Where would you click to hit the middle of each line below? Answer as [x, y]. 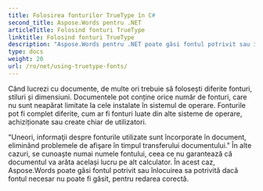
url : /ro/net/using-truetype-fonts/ [68, 67]
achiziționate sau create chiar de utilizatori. [77, 121]
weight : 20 [26, 59]
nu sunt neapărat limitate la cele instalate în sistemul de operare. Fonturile [127, 105]
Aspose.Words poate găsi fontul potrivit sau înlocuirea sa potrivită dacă [123, 170]
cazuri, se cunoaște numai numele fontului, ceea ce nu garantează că [120, 153]
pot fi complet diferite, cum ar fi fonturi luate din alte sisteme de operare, [125, 114]
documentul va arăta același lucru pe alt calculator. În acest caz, [112, 162]
